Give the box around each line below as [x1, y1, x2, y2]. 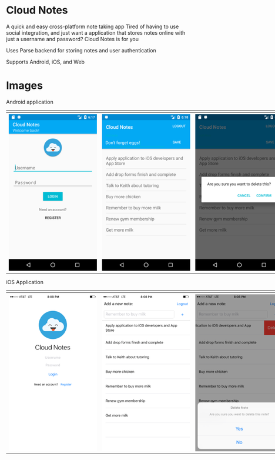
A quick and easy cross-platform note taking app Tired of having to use [6, 23, 179, 30]
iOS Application [6, 278, 44, 285]
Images [6, 79, 43, 92]
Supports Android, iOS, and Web [6, 58, 85, 65]
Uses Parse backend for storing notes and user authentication [6, 46, 157, 54]
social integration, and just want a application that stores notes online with [6, 29, 186, 36]
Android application [6, 98, 54, 105]
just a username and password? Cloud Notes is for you [6, 35, 139, 42]
